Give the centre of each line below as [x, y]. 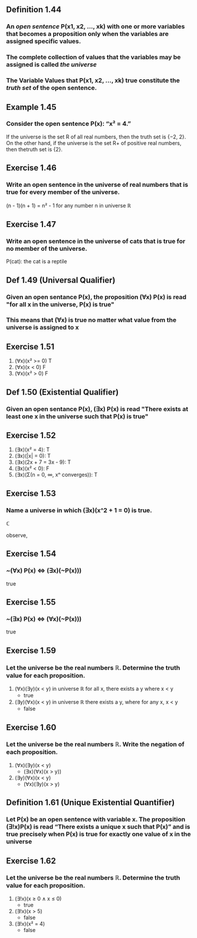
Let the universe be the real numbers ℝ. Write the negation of [95, 745]
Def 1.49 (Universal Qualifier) [61, 280]
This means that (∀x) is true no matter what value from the [91, 320]
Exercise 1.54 [31, 554]
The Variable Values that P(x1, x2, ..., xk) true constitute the [93, 80]
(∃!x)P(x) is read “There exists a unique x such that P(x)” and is [98, 827]
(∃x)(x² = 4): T [32, 449]
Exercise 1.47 [31, 224]
